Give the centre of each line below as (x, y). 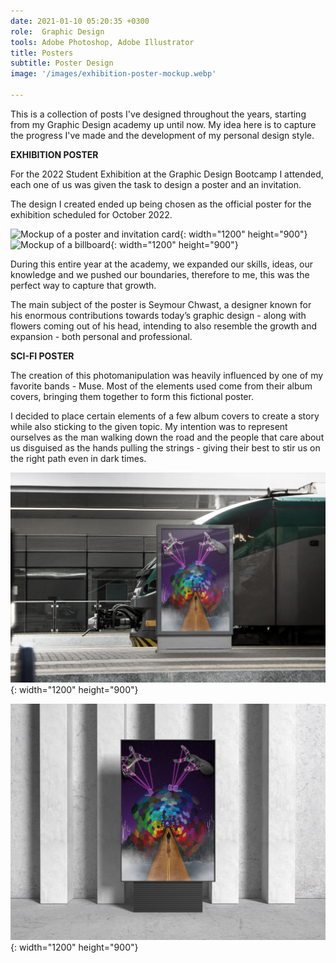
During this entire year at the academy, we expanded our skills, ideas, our (162, 264)
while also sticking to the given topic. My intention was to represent (149, 426)
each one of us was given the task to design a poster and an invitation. (156, 184)
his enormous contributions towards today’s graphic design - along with (158, 315)
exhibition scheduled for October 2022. (91, 214)
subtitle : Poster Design (62, 63)
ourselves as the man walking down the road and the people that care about (167, 437)
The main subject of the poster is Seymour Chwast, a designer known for (161, 304)
